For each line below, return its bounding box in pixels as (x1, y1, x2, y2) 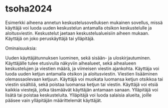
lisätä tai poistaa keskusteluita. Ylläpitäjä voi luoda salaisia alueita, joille (5, 92, 152, 98)
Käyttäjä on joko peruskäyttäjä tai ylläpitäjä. (5, 35, 95, 41)
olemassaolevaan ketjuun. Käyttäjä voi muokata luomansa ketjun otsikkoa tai (5, 76, 163, 82)
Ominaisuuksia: (5, 45, 37, 51)
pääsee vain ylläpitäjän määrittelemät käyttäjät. (5, 97, 102, 103)
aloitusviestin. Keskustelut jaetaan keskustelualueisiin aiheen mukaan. (5, 30, 149, 36)
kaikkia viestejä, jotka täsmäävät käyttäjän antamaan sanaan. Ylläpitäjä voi (5, 86, 158, 92)
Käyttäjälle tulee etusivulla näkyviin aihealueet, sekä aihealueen (5, 60, 136, 66)
